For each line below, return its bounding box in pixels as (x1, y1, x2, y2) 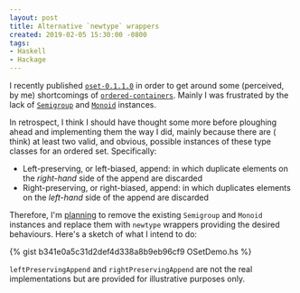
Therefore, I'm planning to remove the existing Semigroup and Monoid (9, 210, 263, 220)
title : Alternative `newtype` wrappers (9, 22, 160, 31)
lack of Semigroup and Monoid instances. (9, 99, 156, 109)
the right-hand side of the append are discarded (22, 173, 203, 184)
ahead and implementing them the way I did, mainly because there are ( (9, 127, 277, 137)
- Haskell (9, 47, 47, 56)
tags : (9, 38, 30, 48)
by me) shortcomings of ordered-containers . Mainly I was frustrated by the (9, 90, 289, 100)
